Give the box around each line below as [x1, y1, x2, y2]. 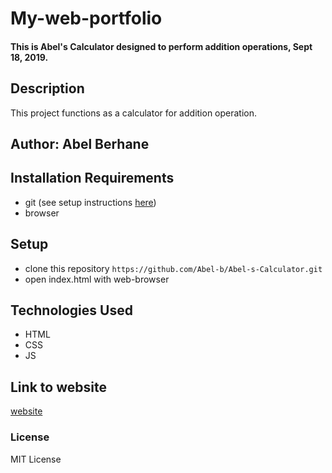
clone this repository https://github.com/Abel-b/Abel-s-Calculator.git [24, 262, 323, 274]
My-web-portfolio [10, 7, 163, 30]
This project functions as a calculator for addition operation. [10, 107, 258, 119]
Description [10, 80, 85, 97]
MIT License [10, 453, 62, 465]
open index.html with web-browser [24, 273, 170, 285]
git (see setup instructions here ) [24, 196, 157, 208]
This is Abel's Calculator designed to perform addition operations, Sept [10, 40, 313, 52]
